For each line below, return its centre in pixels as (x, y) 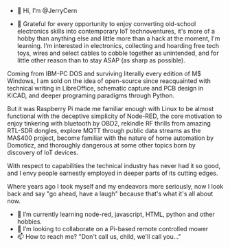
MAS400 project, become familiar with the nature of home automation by (111, 138)
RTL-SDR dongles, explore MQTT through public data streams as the (104, 131)
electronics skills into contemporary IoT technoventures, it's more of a (116, 31)
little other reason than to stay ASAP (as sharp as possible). (101, 60)
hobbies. (30, 222)
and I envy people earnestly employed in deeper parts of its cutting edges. (113, 173)
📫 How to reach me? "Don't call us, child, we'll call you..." (99, 236)
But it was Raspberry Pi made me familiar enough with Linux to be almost (111, 109)
